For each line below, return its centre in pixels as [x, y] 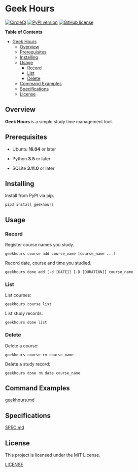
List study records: [24, 313]
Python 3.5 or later [31, 158]
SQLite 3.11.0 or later [33, 168]
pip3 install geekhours [30, 205]
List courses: [18, 295]
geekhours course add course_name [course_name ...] [60, 254]
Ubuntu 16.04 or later [34, 149]
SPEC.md [15, 427]
